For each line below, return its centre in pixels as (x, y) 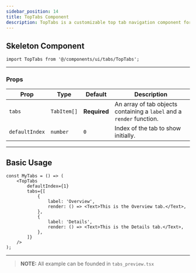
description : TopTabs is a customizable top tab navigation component (94, 22)
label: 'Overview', (71, 202)
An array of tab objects (146, 104)
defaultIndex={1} (48, 186)
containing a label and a (148, 111)
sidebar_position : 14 (32, 11)
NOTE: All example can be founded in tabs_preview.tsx (87, 264)
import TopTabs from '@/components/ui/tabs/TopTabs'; (73, 60)
